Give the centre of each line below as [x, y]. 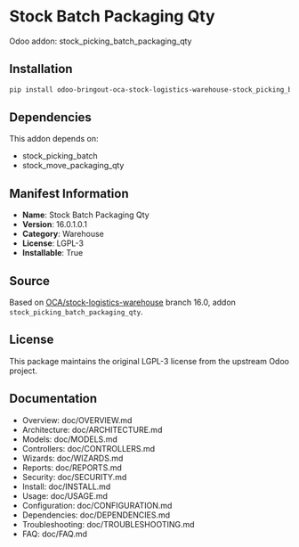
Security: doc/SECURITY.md [74, 477]
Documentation [53, 399]
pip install [31, 90]
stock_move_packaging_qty [73, 166]
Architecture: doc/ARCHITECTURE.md [92, 429]
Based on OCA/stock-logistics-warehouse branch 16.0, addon [122, 302]
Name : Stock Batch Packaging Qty [85, 215]
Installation [41, 69]
